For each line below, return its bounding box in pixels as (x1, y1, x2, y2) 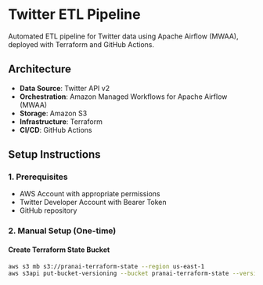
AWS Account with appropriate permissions (19, 189, 160, 199)
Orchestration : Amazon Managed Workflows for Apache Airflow (19, 92, 228, 101)
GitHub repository (19, 206, 77, 215)
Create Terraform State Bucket (8, 245, 110, 254)
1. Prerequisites (8, 171, 68, 182)
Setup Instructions (8, 148, 101, 162)
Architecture (8, 63, 72, 76)
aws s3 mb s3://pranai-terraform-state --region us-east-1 (8, 262, 205, 270)
